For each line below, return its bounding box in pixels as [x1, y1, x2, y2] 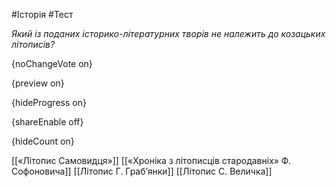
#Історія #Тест [11, 9, 74, 20]
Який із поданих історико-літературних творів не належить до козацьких [11, 28, 326, 39]
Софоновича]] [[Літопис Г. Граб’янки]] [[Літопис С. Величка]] [11, 165, 273, 177]
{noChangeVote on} [11, 58, 93, 69]
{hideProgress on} [11, 97, 87, 108]
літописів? [11, 39, 56, 50]
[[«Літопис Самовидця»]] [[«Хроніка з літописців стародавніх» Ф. [11, 155, 291, 166]
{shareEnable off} [11, 116, 84, 128]
